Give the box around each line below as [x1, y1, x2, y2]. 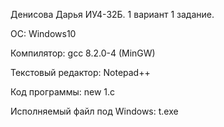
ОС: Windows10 [10, 28, 77, 39]
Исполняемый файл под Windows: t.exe [10, 105, 179, 117]
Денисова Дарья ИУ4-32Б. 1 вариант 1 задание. [10, 9, 215, 20]
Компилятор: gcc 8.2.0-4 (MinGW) [10, 47, 156, 59]
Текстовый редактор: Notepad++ [10, 67, 151, 78]
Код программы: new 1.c [10, 86, 116, 98]
